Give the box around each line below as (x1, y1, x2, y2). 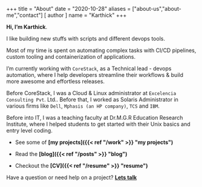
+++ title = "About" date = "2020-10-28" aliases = (6, 5, 131, 12)
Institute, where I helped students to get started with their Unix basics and (6, 120, 191, 128)
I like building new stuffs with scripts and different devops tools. (6, 35, 165, 42)
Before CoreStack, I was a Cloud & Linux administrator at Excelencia (6, 90, 177, 96)
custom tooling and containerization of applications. (6, 53, 136, 60)
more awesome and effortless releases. (6, 78, 105, 85)
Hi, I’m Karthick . (6, 24, 48, 30)
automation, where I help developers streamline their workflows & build (6, 71, 183, 78)
